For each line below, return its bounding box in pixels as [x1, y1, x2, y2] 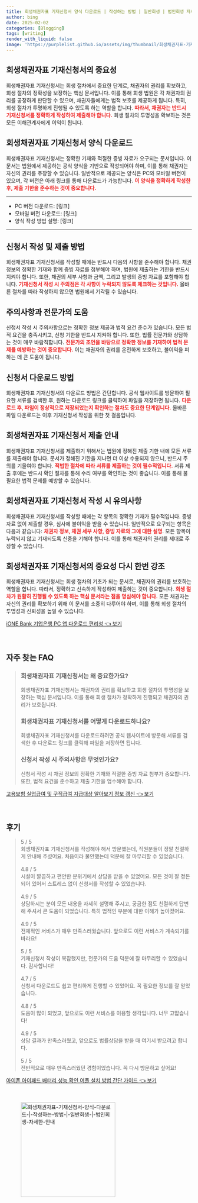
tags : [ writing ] [6, 31, 46, 37]
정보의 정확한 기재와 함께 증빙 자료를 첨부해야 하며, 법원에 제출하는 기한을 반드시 [6, 266, 190, 273]
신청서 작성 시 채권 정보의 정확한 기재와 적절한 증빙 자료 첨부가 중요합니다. [20, 770, 190, 777]
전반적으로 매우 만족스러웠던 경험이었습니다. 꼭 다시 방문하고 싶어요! [20, 1065, 177, 1072]
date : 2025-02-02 [6, 20, 49, 25]
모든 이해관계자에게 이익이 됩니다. [6, 119, 84, 126]
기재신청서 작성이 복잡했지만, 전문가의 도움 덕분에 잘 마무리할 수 [20, 955, 167, 962]
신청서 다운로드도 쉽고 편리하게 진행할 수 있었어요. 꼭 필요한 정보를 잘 [20, 982, 180, 989]
